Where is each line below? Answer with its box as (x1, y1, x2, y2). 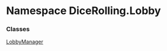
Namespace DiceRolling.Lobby (6, 4, 161, 18)
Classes (6, 25, 30, 33)
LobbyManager (6, 38, 43, 45)
